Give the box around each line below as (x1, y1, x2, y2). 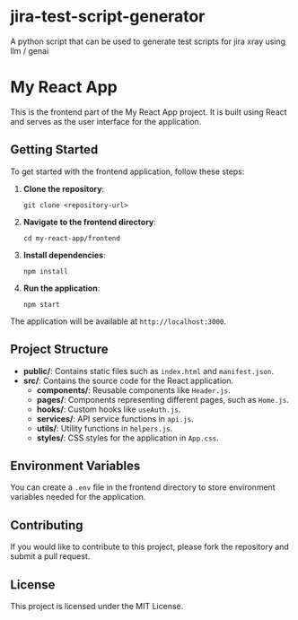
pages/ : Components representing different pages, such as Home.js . (36, 394, 290, 405)
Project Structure (10, 342, 109, 357)
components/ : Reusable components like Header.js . (36, 384, 232, 396)
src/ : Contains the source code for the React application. (22, 375, 234, 386)
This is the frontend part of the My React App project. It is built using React (10, 106, 287, 118)
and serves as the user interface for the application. (10, 116, 202, 127)
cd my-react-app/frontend (22, 233, 120, 243)
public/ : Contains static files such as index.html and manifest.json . (22, 365, 275, 376)
